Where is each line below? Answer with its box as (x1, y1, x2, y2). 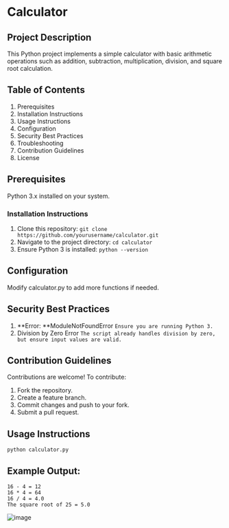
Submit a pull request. (16, 408, 80, 417)
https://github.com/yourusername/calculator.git (16, 232, 159, 239)
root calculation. (7, 65, 53, 72)
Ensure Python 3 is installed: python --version (16, 245, 149, 253)
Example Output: (7, 465, 81, 476)
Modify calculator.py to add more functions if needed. (7, 283, 159, 291)
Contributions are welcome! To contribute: (7, 373, 127, 382)
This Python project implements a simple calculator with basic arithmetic (7, 49, 213, 58)
